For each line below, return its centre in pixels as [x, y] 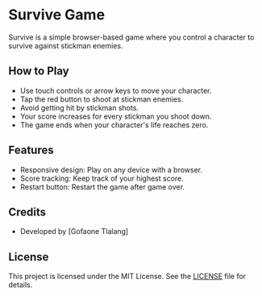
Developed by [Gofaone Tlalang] [74, 231]
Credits [27, 212]
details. [21, 285]
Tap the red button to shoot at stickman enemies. [102, 99]
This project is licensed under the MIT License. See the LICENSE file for [127, 277]
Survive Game [57, 15]
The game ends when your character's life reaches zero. [114, 125]
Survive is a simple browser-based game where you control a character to [131, 37]
